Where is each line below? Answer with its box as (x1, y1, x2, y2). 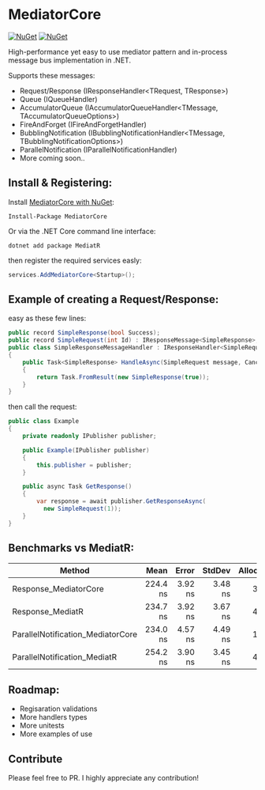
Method (59, 565, 90, 576)
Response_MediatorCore (12, 583, 104, 594)
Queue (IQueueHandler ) (19, 94, 98, 104)
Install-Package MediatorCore (8, 212, 108, 221)
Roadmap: (8, 682, 60, 697)
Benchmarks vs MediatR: (8, 542, 135, 555)
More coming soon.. (19, 153, 85, 163)
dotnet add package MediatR (8, 241, 101, 250)
